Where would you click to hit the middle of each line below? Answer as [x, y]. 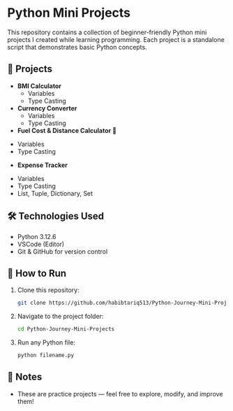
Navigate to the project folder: [60, 317]
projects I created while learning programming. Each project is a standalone [116, 39]
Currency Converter [47, 108]
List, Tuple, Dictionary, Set [55, 193]
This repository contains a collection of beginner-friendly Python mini [107, 32]
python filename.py [46, 355]
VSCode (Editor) [41, 244]
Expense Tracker [43, 165]
